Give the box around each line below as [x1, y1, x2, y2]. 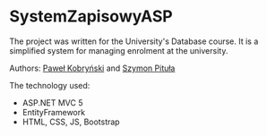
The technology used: [9, 80, 90, 90]
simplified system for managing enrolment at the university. [9, 45, 228, 55]
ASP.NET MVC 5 [22, 97, 83, 108]
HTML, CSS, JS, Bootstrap [22, 116, 120, 127]
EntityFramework [22, 106, 86, 117]
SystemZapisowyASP [9, 6, 173, 27]
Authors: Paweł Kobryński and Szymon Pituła [9, 63, 176, 73]
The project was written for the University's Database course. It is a [9, 36, 259, 47]
